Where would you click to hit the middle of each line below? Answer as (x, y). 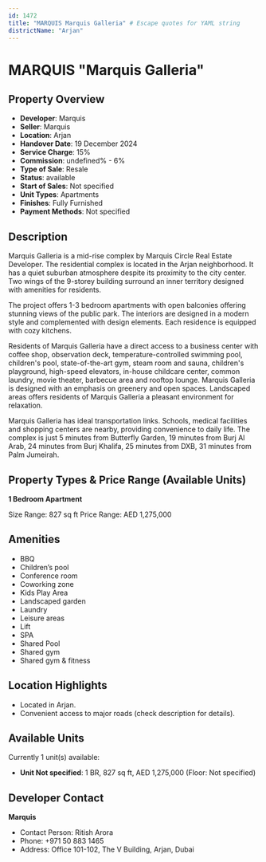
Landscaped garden (53, 601)
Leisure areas (42, 618)
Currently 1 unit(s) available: (54, 758)
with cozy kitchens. (40, 331)
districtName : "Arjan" (46, 30)
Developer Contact (56, 798)
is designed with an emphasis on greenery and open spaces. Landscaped (129, 388)
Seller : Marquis (45, 127)
